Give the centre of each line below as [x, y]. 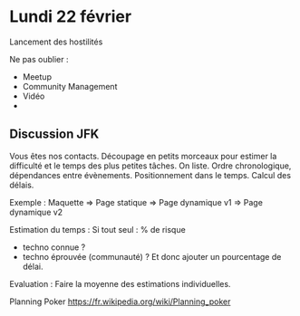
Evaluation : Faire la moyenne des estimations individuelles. [120, 283]
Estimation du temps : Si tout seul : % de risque [97, 229]
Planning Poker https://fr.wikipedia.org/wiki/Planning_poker [120, 302]
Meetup [37, 77]
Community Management [70, 86]
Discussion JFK [54, 134]
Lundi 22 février [71, 17]
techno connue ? [54, 247]
